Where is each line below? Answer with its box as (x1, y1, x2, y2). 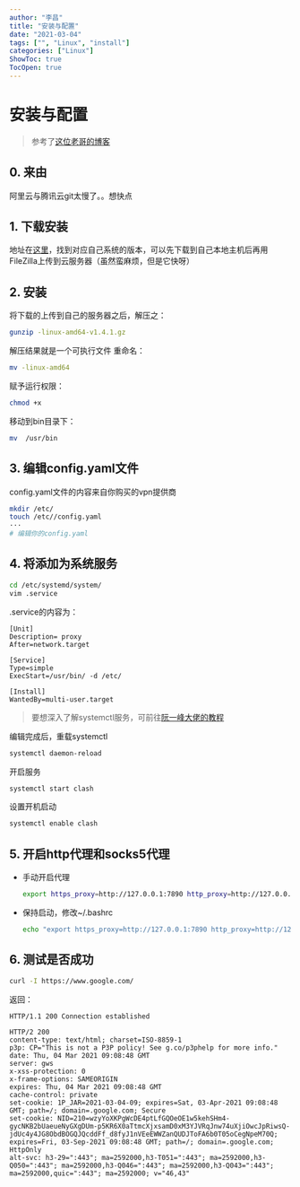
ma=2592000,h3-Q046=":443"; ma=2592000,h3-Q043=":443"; (61, 1161, 275, 1170)
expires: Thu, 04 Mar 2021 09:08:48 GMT (9, 1082, 163, 1091)
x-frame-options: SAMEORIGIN (9, 1074, 118, 1084)
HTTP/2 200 (9, 1027, 50, 1036)
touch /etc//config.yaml (9, 512, 102, 521)
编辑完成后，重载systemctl (9, 730, 108, 741)
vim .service (9, 589, 58, 598)
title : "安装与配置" (9, 22, 79, 31)
